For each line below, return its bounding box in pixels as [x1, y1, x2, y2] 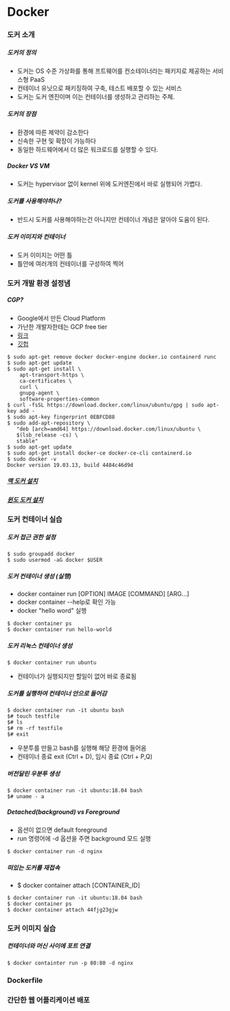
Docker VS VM [7, 161, 50, 170]
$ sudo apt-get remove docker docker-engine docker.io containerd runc [7, 353, 216, 361]
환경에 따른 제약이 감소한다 [16, 128, 89, 137]
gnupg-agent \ [19, 389, 60, 396]
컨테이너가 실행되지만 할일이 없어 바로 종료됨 [16, 672, 137, 681]
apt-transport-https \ [19, 372, 84, 378]
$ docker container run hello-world [7, 626, 112, 633]
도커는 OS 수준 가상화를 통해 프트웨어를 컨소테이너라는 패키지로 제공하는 [16, 67, 211, 76]
